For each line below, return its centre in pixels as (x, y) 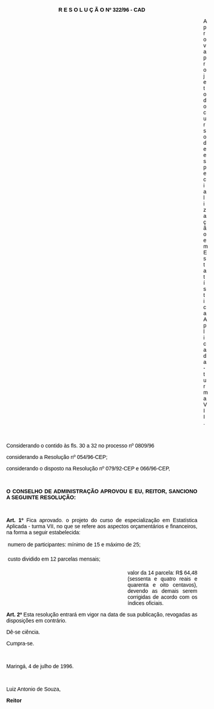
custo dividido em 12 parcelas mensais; (54, 559)
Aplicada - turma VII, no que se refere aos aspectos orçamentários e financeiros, (102, 526)
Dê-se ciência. (23, 632)
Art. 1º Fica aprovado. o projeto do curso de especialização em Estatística (102, 520)
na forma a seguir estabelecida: (43, 532)
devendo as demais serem (162, 591)
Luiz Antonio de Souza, (34, 689)
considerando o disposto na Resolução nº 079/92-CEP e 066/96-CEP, (88, 468)
